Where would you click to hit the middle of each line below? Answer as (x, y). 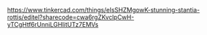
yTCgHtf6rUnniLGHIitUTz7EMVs (53, 24)
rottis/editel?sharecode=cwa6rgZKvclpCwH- (71, 17)
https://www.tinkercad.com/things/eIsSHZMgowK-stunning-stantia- (103, 10)
